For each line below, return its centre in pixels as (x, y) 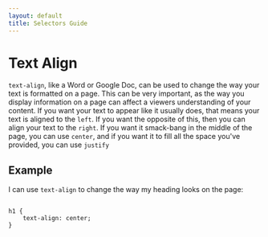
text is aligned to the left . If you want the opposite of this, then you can (127, 119)
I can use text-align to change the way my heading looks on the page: (126, 190)
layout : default (35, 16)
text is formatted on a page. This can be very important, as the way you (126, 94)
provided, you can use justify (59, 145)
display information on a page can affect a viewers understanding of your (130, 102)
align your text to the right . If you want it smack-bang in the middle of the (130, 128)
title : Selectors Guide (48, 23)
